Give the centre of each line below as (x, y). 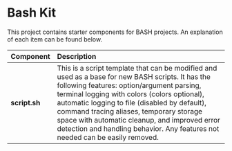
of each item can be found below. (55, 39)
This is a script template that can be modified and (137, 68)
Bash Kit (32, 13)
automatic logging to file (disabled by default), (132, 103)
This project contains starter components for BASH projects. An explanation (115, 32)
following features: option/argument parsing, (129, 85)
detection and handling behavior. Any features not (138, 128)
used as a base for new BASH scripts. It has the (134, 76)
